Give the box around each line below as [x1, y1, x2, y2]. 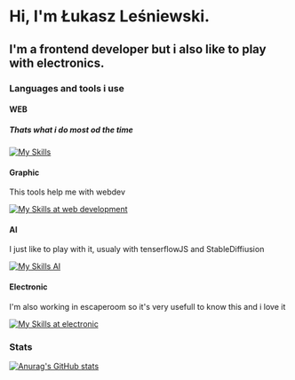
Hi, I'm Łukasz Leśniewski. [9, 6, 211, 27]
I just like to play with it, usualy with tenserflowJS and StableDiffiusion [9, 244, 265, 255]
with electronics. [9, 55, 105, 70]
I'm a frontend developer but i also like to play [9, 42, 267, 57]
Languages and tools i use [9, 82, 124, 94]
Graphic [9, 167, 40, 178]
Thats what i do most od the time [9, 124, 133, 135]
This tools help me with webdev [9, 186, 126, 197]
